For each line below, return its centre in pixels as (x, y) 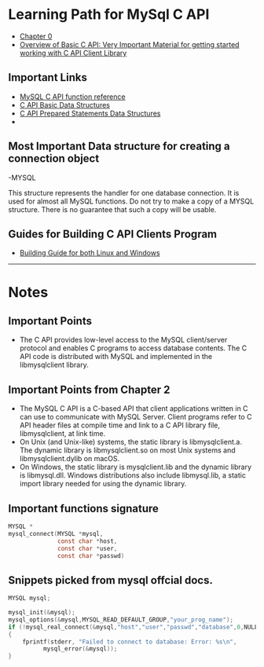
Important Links (48, 77)
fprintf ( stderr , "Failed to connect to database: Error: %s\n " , (130, 642)
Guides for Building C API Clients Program (113, 234)
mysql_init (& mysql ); (42, 613)
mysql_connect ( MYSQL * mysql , (56, 533)
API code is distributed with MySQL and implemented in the (116, 357)
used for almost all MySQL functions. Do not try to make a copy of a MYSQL (131, 201)
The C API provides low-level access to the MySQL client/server (123, 340)
